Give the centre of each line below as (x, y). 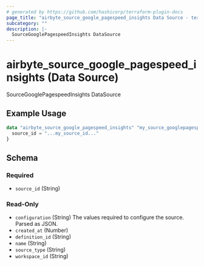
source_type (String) (40, 250)
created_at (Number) (42, 230)
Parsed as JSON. (36, 224)
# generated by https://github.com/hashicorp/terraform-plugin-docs (95, 12)
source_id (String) (38, 189)
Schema (22, 158)
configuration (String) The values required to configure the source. (99, 217)
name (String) (31, 243)
